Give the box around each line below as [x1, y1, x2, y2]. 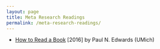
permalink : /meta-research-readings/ [6, 20, 101, 26]
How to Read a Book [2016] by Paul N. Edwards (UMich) [14, 36, 155, 44]
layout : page [6, 8, 39, 15]
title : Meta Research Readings [6, 14, 85, 20]
